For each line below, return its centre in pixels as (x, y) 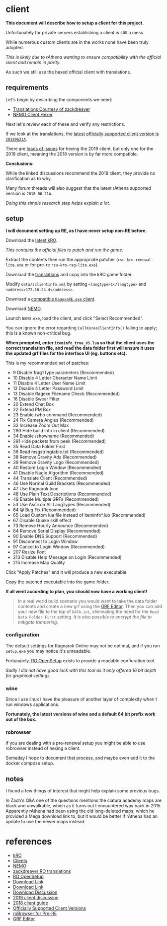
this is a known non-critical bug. (39, 333)
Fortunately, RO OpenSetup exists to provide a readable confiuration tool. (81, 660)
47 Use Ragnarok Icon (36, 488)
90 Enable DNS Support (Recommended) (55, 536)
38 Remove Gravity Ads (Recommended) (55, 457)
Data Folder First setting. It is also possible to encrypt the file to (85, 617)
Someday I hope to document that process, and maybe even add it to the (80, 758)
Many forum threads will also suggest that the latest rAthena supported (78, 188)
